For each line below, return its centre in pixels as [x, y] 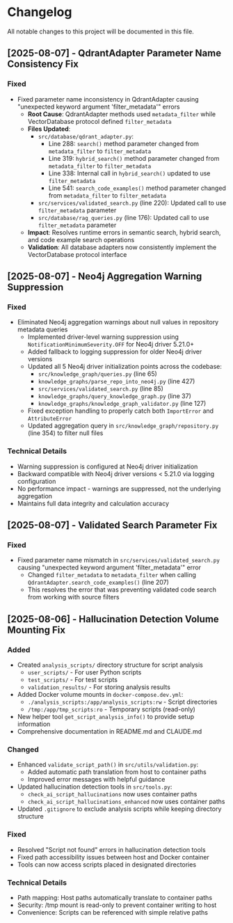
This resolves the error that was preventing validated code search [122, 590]
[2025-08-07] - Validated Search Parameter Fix [112, 525]
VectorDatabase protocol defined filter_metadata [99, 121]
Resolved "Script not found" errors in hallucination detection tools [112, 849]
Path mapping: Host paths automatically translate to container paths [115, 897]
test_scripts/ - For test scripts [73, 679]
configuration [37, 481]
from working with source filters [73, 597]
